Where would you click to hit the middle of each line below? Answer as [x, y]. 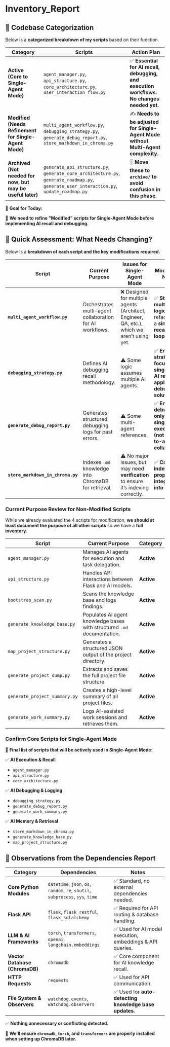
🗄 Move [139, 162]
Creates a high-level [107, 690]
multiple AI [133, 379]
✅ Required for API [136, 908]
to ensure [132, 481]
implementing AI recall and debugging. [47, 223]
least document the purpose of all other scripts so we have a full [74, 526]
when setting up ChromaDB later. [41, 1039]
